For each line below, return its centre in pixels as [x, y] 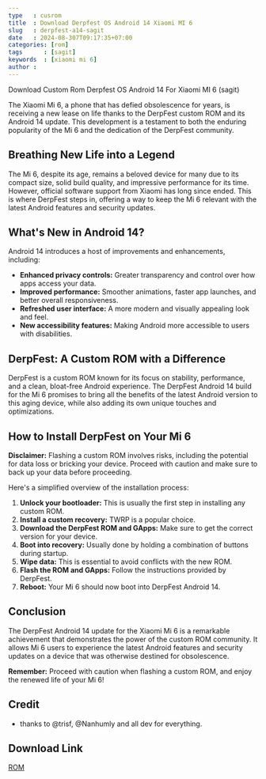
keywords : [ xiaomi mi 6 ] [53, 60]
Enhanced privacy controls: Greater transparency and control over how [137, 275]
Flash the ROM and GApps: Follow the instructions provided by [123, 570]
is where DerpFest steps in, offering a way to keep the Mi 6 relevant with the [133, 199]
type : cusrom [35, 15]
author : [23, 67]
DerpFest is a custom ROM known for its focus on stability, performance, [127, 378]
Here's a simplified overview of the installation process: [99, 488]
